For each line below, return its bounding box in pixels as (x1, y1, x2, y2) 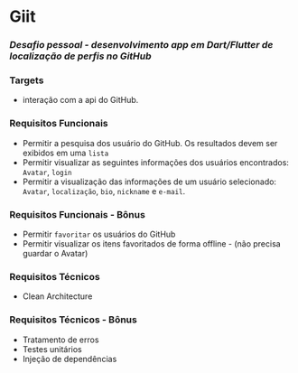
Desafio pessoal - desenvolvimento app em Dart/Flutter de (9, 39, 274, 51)
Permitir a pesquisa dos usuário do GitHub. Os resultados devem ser (22, 137, 278, 148)
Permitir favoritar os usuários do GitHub (22, 228, 176, 239)
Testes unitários (22, 343, 83, 354)
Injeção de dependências (22, 353, 117, 364)
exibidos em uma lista (22, 147, 109, 158)
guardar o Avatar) (22, 248, 88, 258)
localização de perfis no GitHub (9, 50, 152, 62)
